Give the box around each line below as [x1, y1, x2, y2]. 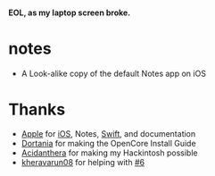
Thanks [8, 99, 66, 120]
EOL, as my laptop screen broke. [8, 7, 131, 18]
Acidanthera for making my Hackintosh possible [21, 147, 198, 158]
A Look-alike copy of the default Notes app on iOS [21, 68, 207, 79]
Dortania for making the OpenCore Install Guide [21, 138, 197, 149]
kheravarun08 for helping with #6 [21, 157, 145, 168]
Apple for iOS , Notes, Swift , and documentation [21, 129, 196, 139]
